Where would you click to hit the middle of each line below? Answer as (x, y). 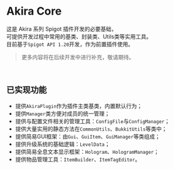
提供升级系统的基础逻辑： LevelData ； (62, 144)
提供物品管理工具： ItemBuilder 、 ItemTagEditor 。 (78, 159)
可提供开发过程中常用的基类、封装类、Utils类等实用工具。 (79, 36)
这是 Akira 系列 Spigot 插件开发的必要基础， (62, 29)
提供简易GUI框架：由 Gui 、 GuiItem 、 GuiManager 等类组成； (88, 136)
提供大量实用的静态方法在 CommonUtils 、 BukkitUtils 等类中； (91, 129)
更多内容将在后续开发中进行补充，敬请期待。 (78, 57)
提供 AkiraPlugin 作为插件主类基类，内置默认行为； (79, 106)
